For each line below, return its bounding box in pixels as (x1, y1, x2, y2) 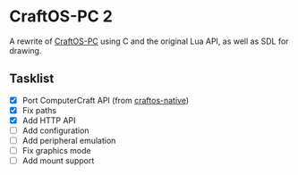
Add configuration (21, 125, 89, 136)
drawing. (9, 45, 42, 55)
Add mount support (21, 155, 95, 166)
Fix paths (21, 104, 56, 115)
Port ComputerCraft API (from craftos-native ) (21, 95, 190, 105)
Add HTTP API (21, 114, 76, 126)
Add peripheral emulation (21, 136, 116, 146)
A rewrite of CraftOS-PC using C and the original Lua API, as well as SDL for (9, 36, 289, 46)
